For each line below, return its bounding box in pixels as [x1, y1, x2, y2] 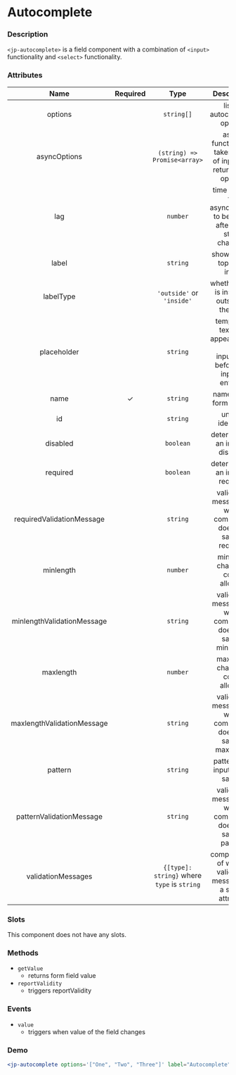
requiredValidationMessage [13, 514, 105, 524]
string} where [153, 870, 202, 880]
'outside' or [157, 288, 199, 298]
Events [7, 1004, 32, 1014]
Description [7, 30, 48, 39]
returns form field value [27, 972, 96, 980]
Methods [7, 948, 39, 957]
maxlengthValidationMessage [11, 718, 108, 728]
